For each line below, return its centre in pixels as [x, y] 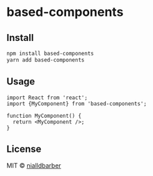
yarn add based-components [46, 60]
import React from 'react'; [47, 98]
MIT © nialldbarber [34, 166]
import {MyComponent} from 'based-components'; [77, 104]
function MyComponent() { [44, 116]
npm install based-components [50, 53]
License [24, 149]
